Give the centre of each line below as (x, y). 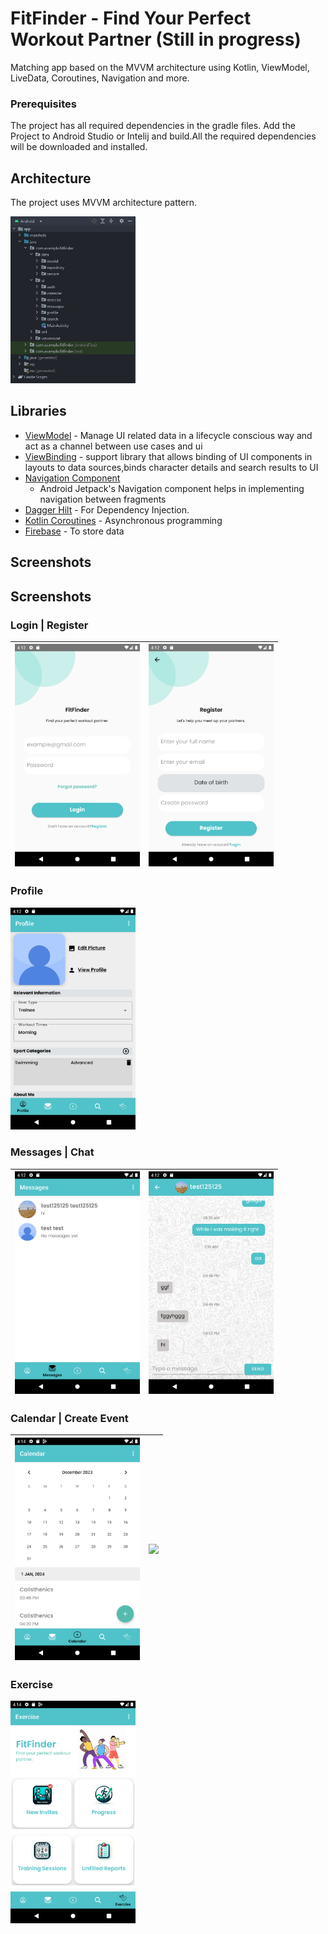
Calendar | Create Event (69, 1419)
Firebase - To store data (74, 531)
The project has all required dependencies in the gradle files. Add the (153, 126)
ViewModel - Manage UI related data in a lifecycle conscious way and (168, 435)
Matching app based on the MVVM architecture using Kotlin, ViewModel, (160, 67)
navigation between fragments (103, 499)
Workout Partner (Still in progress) (156, 39)
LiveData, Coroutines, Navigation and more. (100, 78)
